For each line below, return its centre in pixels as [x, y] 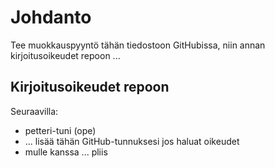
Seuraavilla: [34, 111]
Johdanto [51, 17]
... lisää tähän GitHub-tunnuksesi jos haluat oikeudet [132, 141]
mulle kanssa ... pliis [66, 152]
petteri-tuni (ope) [60, 130]
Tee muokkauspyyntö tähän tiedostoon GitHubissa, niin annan [138, 45]
